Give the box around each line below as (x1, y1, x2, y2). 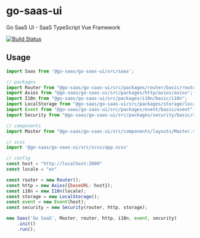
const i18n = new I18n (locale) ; (6, 188, 86, 194)
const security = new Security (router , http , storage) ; (6, 205, 148, 211)
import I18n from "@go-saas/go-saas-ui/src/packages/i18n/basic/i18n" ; (6, 96, 187, 101)
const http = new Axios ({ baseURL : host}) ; (6, 182, 113, 188)
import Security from (6, 112, 60, 118)
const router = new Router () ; (6, 177, 82, 183)
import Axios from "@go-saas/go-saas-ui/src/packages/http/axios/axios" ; (6, 90, 193, 96)
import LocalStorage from (6, 101, 70, 107)
